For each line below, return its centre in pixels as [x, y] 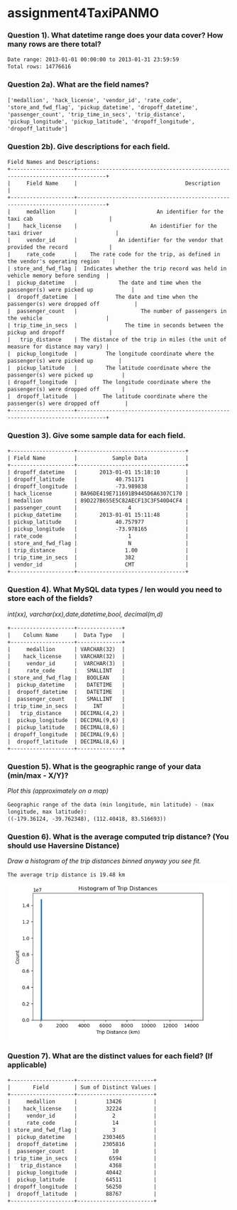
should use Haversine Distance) [64, 845]
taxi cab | [60, 219]
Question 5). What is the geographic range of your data [104, 766]
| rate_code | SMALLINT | [66, 670]
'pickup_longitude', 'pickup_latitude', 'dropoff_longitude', [101, 121]
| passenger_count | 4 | [98, 508]
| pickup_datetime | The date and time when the [104, 283]
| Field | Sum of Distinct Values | [82, 1088]
